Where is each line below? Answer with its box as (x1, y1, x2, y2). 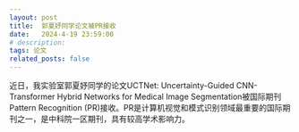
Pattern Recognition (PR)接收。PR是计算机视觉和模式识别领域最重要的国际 (9, 103, 283, 112)
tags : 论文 (9, 46, 47, 55)
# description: (9, 37, 66, 47)
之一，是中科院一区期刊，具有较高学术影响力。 (16, 113, 190, 124)
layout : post (9, 12, 58, 22)
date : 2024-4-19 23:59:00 (9, 29, 115, 38)
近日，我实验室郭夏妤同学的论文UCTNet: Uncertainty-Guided (9, 80, 235, 90)
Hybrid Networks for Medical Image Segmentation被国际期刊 (56, 91, 282, 102)
